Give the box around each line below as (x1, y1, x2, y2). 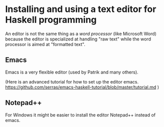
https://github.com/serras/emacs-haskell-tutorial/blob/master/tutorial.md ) (5, 84, 159, 90)
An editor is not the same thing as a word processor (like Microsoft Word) (5, 30, 157, 36)
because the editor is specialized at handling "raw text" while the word (5, 36, 151, 42)
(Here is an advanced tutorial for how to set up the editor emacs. (5, 78, 139, 84)
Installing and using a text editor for (5, 3, 156, 15)
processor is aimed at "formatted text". (5, 41, 86, 47)
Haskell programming (5, 14, 97, 25)
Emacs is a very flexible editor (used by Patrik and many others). (5, 69, 139, 75)
